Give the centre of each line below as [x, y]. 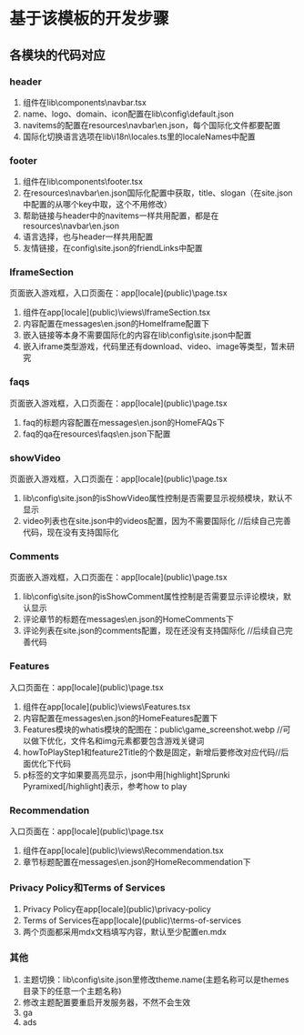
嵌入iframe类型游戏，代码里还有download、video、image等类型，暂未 [155, 347]
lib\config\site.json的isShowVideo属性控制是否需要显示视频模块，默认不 [157, 498]
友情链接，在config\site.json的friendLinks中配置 [112, 248]
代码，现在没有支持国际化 [71, 532]
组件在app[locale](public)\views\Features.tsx [106, 707]
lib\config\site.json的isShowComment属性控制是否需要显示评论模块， [153, 597]
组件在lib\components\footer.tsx [83, 182]
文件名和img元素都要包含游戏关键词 [137, 740]
